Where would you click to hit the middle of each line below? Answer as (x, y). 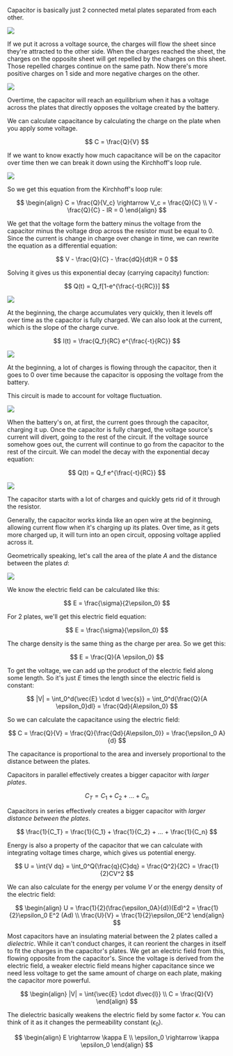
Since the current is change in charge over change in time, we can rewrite (113, 238)
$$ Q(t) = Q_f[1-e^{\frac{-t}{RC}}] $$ (117, 286)
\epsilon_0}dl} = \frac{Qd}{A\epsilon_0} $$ (117, 706)
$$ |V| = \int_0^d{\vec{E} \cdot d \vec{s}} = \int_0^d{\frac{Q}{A (117, 699)
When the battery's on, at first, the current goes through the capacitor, (108, 422)
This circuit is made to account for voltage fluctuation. (85, 395)
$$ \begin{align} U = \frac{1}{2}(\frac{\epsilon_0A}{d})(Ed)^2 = (105, 908)
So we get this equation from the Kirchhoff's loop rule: (85, 189)
